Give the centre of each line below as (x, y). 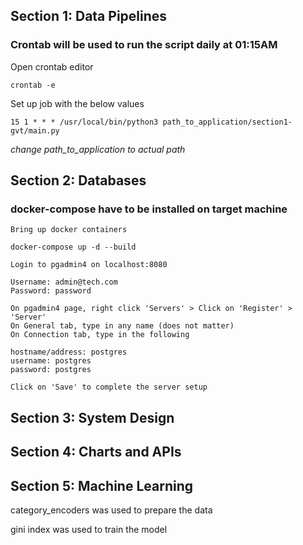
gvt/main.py (35, 130)
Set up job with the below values (77, 103)
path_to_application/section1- (227, 122)
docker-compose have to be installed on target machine (149, 209)
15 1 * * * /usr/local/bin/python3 (84, 122)
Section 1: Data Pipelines (89, 16)
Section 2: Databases (78, 180)
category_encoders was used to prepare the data (111, 510)
